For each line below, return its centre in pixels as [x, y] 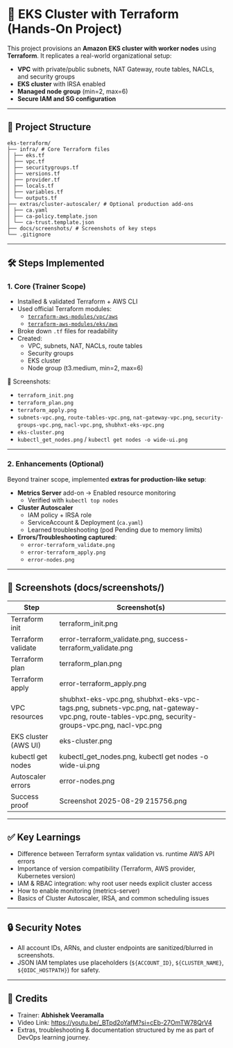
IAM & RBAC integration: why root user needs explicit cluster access [115, 884]
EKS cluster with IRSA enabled [61, 84]
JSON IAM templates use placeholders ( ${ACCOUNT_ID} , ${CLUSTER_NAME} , [120, 962]
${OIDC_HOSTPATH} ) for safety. [59, 970]
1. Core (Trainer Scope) [47, 287]
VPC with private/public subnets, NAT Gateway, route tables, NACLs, [116, 69]
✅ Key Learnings [44, 837]
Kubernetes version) [46, 876]
